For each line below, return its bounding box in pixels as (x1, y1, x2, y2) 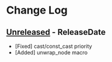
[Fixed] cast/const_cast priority (14, 43, 92, 50)
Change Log (6, 4, 68, 17)
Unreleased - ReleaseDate (6, 27, 106, 37)
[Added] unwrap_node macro (14, 49, 88, 56)
